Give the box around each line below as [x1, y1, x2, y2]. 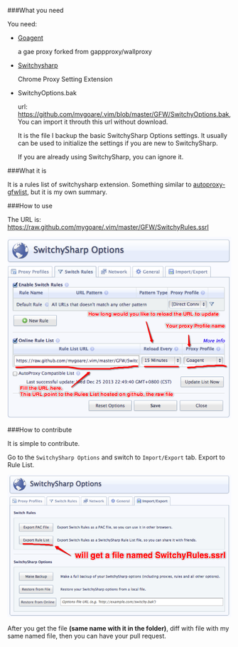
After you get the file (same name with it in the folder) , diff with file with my [7, 624, 229, 632]
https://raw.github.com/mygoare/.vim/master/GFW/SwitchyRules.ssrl [7, 223, 210, 231]
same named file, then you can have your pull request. [7, 631, 167, 640]
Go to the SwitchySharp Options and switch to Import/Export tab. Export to [7, 453, 225, 461]
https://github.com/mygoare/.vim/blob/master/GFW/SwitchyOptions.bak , [17, 110, 232, 118]
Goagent [17, 33, 44, 42]
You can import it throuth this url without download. [17, 117, 168, 126]
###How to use [7, 202, 53, 210]
